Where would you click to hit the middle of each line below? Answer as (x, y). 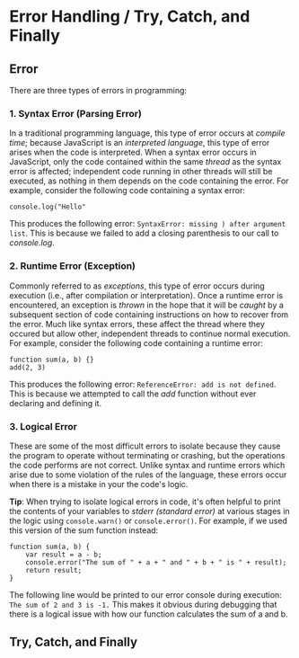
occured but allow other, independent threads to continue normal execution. (150, 333)
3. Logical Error (44, 426)
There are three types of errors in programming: (98, 90)
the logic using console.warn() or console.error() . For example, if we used (148, 520)
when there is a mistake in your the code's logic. (99, 484)
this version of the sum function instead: (84, 530)
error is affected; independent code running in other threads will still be (141, 172)
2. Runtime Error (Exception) (73, 266)
